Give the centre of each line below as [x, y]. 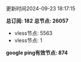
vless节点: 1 [28, 40]
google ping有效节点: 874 [37, 53]
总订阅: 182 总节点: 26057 [37, 21]
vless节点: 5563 [33, 33]
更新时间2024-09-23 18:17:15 [41, 8]
